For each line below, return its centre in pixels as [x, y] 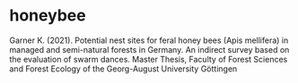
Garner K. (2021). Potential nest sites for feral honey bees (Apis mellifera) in [149, 40]
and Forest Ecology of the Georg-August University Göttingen [123, 69]
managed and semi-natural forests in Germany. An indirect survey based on [149, 49]
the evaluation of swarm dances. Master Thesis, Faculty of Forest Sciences [149, 59]
